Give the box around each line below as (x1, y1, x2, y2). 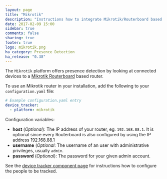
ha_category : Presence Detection (5, 49, 75, 54)
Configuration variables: (5, 117, 55, 122)
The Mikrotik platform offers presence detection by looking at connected (5, 68, 156, 74)
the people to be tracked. (5, 168, 57, 174)
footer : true (5, 40, 32, 45)
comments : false (5, 31, 39, 36)
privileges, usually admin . (12, 148, 64, 153)
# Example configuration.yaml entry (5, 98, 81, 103)
